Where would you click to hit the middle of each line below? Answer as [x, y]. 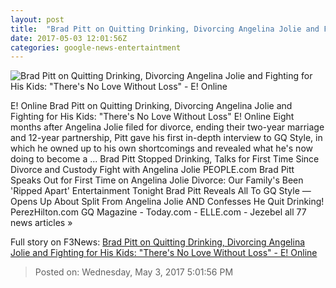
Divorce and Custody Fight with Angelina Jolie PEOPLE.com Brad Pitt [152, 170]
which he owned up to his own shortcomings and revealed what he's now [161, 148]
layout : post [37, 19]
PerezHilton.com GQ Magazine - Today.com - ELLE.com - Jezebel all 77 [158, 212]
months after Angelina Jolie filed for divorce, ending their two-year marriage [167, 127]
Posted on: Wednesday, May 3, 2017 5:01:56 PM [134, 272]
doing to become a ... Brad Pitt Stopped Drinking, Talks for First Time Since [165, 159]
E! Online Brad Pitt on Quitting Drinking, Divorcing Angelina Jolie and [151, 106]
